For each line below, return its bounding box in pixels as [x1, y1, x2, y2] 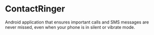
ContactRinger [5, 3, 65, 14]
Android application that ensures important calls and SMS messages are [5, 19, 149, 25]
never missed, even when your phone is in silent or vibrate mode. [5, 24, 136, 30]
